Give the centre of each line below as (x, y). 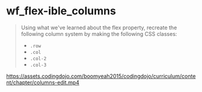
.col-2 (38, 59)
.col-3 (38, 65)
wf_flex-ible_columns (61, 11)
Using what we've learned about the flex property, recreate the (99, 27)
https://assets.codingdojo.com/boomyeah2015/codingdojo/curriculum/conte (101, 76)
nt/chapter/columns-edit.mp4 (43, 82)
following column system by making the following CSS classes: (99, 33)
